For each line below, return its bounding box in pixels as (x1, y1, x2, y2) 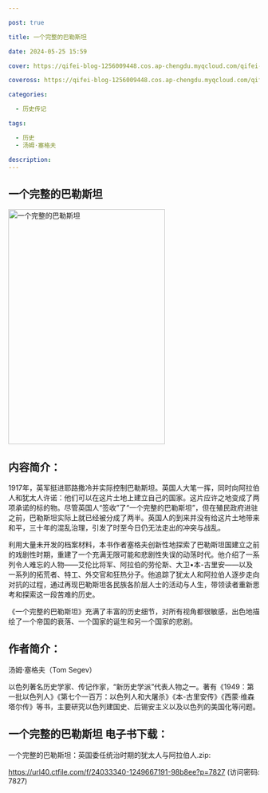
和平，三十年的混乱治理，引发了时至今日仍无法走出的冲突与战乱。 (8, 523, 225, 532)
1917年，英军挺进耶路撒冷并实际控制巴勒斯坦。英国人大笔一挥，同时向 (8, 483, 239, 492)
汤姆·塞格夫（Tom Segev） (8, 665, 97, 674)
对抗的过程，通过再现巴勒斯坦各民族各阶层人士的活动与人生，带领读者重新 (8, 580, 253, 589)
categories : (8, 91, 48, 99)
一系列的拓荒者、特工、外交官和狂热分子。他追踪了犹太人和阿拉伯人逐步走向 (8, 570, 260, 579)
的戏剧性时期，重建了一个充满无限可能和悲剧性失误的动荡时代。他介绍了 (8, 550, 246, 559)
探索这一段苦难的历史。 (22, 590, 100, 599)
